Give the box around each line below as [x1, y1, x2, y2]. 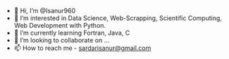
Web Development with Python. [13, 22, 106, 29]
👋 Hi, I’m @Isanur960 [13, 7, 76, 15]
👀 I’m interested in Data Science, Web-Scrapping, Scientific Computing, [13, 14, 222, 22]
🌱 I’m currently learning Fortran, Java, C [13, 28, 130, 37]
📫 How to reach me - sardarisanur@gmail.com [13, 44, 151, 52]
